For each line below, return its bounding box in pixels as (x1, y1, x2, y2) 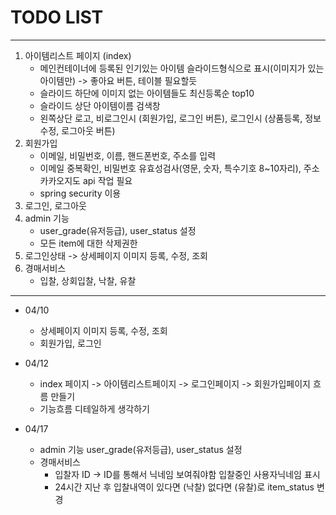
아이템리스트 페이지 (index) (24, 49, 132, 61)
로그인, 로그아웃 (24, 199, 87, 211)
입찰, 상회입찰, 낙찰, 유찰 (39, 274, 137, 286)
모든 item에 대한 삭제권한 (39, 237, 138, 249)
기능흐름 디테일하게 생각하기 (39, 402, 150, 415)
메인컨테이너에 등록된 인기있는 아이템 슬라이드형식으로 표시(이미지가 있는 (39, 62, 325, 74)
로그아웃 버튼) (61, 124, 116, 136)
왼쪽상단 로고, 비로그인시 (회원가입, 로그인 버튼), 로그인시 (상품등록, (39, 112, 303, 124)
